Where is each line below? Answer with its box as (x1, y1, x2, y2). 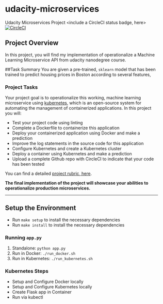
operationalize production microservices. (5, 185, 91, 191)
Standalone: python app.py (12, 245, 66, 251)
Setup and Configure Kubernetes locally (12, 284, 92, 290)
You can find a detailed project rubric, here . (5, 171, 92, 176)
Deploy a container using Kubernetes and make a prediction (12, 151, 132, 157)
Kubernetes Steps (5, 268, 49, 275)
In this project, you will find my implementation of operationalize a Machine (5, 52, 155, 57)
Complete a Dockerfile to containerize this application (12, 125, 120, 131)
